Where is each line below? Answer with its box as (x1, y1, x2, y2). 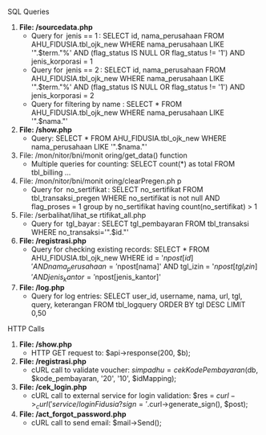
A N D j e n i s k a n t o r (32, 272, 85, 284)
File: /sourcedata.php (18, 23, 93, 31)
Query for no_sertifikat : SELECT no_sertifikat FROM (30, 185, 204, 194)
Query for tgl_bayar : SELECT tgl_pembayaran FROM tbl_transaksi (30, 219, 249, 228)
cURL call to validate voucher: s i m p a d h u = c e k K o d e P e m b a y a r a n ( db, (30, 365, 258, 375)
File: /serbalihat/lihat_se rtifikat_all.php (18, 211, 147, 220)
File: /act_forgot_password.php (18, 409, 127, 419)
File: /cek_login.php (18, 382, 87, 392)
